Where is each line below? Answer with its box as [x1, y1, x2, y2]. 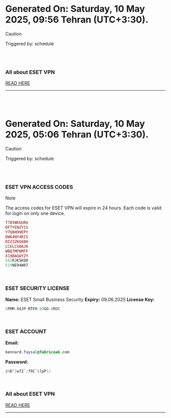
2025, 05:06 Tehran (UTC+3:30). [5, 129, 149, 141]
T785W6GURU [5, 220, 28, 226]
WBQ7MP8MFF [5, 248, 28, 254]
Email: [5, 340, 19, 346]
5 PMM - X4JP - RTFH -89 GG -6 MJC [5, 306, 60, 311]
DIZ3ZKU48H [5, 239, 28, 244]
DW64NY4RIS [5, 235, 28, 240]
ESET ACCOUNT [5, 328, 47, 335]
